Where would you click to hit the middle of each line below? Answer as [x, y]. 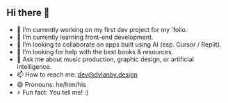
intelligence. [34, 66]
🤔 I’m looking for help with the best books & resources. [95, 51]
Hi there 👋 [28, 13]
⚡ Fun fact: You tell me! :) [52, 92]
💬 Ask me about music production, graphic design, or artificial [105, 59]
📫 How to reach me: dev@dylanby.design [77, 74]
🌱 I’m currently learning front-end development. [85, 37]
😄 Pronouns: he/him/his [51, 84]
